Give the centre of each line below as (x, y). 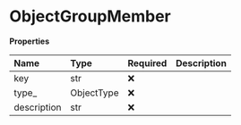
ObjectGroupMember (90, 17)
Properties (30, 41)
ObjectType (95, 93)
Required (147, 62)
